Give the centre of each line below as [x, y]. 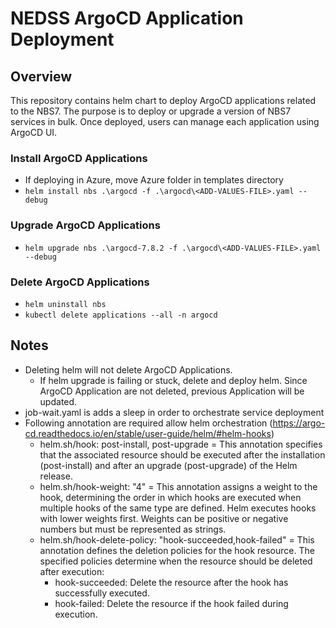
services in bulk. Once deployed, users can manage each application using [165, 121]
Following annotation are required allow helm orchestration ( [148, 423]
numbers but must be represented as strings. [133, 529]
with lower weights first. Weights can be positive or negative [164, 518]
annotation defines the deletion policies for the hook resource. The [177, 550]
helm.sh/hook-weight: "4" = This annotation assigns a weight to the [178, 486]
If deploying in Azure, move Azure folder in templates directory [154, 180]
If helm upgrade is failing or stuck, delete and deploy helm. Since [173, 380]
